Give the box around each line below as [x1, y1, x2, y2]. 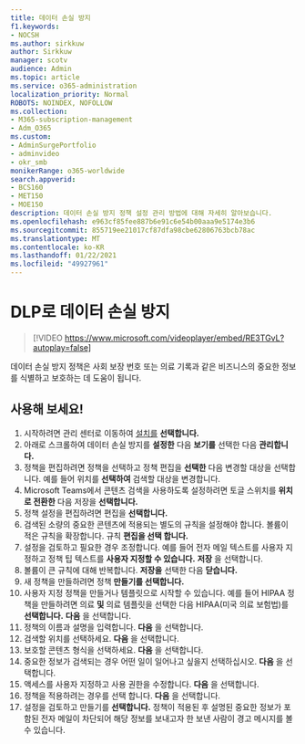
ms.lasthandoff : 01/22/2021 [10, 251, 117, 260]
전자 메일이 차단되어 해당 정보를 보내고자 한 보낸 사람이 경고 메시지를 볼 [40, 713, 294, 724]
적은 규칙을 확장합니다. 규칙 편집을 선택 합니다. [23, 530, 189, 541]
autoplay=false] [32, 341, 92, 352]
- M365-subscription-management [10, 115, 133, 124]
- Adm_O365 [10, 124, 52, 133]
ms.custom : [10, 132, 52, 141]
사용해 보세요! [10, 402, 84, 417]
